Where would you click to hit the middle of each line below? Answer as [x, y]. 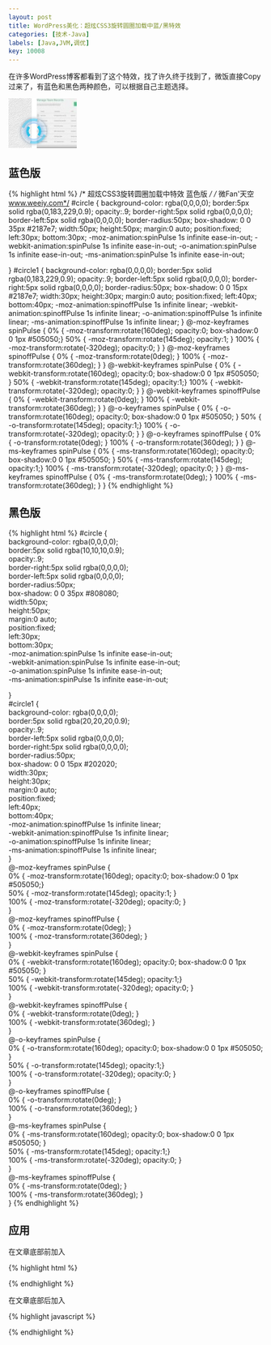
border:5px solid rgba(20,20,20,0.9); [69, 720]
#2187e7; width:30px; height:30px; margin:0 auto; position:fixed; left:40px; [133, 296]
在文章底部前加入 [37, 1251]
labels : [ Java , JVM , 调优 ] [49, 43]
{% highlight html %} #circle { [58, 533]
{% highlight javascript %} [52, 1316]
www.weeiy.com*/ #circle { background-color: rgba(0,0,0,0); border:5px [129, 203]
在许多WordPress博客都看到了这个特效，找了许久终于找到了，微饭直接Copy [135, 76]
